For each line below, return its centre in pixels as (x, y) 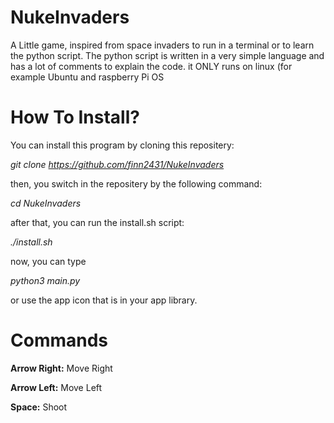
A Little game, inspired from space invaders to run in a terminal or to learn (162, 45)
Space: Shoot (39, 407)
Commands (59, 340)
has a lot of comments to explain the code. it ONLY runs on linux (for (151, 66)
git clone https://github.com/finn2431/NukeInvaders (117, 164)
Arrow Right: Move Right (61, 368)
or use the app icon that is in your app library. (104, 300)
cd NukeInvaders (46, 203)
